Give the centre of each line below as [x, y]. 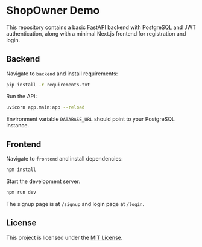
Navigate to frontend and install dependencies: [65, 159]
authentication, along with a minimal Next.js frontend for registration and [96, 33]
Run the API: [22, 96]
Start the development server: [43, 181]
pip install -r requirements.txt [48, 85]
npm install [21, 170]
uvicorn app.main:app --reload [46, 107]
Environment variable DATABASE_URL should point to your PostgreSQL [91, 119]
